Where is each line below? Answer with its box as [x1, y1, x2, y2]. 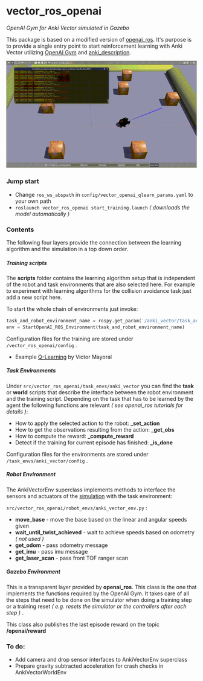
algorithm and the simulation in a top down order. [6, 246, 129, 253]
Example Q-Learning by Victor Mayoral [14, 353, 112, 360]
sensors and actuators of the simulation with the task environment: [6, 492, 173, 499]
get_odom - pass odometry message [14, 542, 108, 549]
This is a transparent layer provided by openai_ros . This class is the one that [6, 583, 197, 590]
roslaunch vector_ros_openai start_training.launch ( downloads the [14, 203, 190, 211]
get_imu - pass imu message [14, 548, 88, 555]
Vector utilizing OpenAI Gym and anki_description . [6, 48, 132, 56]
